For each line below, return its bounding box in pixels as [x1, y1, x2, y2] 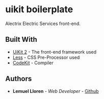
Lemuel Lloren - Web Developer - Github [12, 88, 99, 94]
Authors [5, 75, 32, 83]
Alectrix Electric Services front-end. [5, 20, 81, 27]
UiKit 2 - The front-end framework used [12, 48, 97, 55]
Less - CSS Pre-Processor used [12, 54, 80, 60]
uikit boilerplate [5, 4, 73, 15]
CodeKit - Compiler [12, 60, 54, 66]
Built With [5, 35, 37, 44]
